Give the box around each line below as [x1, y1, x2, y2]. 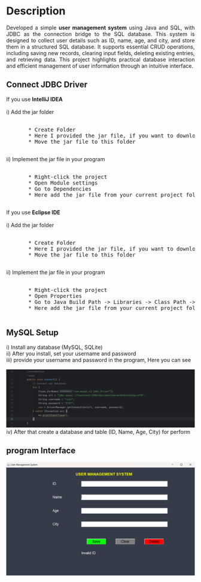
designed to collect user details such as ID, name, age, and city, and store [6, 37, 195, 44]
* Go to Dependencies [28, 185, 92, 192]
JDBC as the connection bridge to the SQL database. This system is [6, 30, 195, 37]
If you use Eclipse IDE [6, 209, 61, 216]
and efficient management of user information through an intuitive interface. [6, 62, 193, 70]
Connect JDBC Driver [6, 80, 88, 90]
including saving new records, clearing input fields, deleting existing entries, [6, 49, 195, 56]
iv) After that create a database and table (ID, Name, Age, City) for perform [6, 429, 190, 436]
